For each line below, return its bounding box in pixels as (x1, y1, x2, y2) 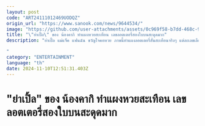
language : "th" (6, 59, 45, 66)
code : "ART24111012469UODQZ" (6, 15, 81, 21)
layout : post (6, 9, 40, 15)
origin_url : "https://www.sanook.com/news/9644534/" (6, 20, 143, 26)
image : (6, 26, 23, 32)
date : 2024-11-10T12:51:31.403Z (6, 65, 88, 72)
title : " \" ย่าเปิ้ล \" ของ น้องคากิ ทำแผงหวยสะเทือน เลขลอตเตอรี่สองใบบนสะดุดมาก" (6, 32, 167, 38)
